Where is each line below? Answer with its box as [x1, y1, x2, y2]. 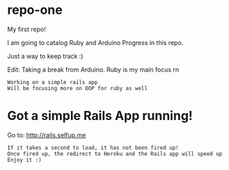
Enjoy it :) [7, 156, 42, 163]
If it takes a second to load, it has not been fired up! [7, 144, 179, 151]
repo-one [7, 2, 63, 18]
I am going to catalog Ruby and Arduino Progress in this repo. [7, 38, 184, 46]
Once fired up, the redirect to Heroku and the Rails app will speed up [7, 150, 223, 158]
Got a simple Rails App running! [7, 108, 194, 124]
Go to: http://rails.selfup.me [7, 130, 86, 139]
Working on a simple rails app [7, 78, 98, 85]
